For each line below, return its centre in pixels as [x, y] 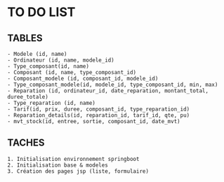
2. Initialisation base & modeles [58, 165]
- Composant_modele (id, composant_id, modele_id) [83, 78]
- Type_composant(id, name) [48, 66]
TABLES [25, 38]
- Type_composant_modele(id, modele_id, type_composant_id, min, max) [113, 85]
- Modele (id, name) [38, 54]
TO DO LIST [41, 12]
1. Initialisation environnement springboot [73, 159]
